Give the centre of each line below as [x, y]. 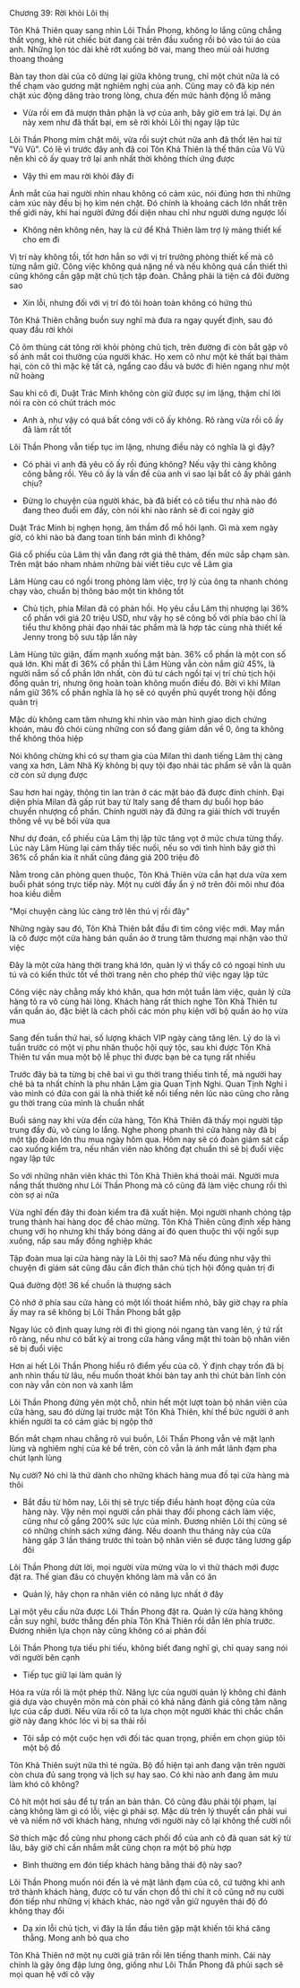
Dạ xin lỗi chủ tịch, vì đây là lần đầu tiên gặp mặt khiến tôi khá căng [146, 1928]
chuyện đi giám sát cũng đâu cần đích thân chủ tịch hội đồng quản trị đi [142, 1268]
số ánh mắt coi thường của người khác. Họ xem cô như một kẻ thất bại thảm [149, 357]
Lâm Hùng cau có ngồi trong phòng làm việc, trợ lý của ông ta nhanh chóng [149, 581]
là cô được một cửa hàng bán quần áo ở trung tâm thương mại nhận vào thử [149, 938]
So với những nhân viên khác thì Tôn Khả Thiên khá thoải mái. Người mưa [144, 1176]
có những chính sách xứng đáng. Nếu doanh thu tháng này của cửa [146, 1530]
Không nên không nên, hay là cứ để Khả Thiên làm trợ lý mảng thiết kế [152, 230]
